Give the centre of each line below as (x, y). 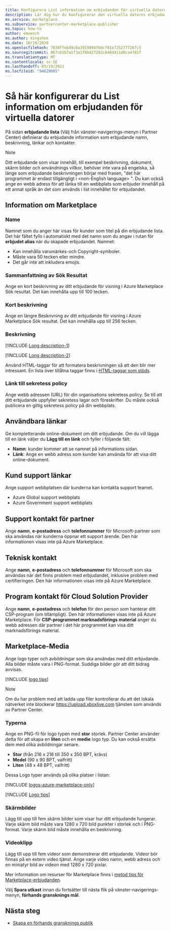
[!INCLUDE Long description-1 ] (37, 345)
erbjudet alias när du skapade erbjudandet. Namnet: (60, 241)
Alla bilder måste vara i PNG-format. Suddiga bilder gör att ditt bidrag (77, 664)
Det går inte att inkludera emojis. (47, 262)
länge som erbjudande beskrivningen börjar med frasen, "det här (73, 173)
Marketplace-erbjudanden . (33, 880)
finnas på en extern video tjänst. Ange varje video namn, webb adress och (83, 859)
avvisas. (14, 669)
